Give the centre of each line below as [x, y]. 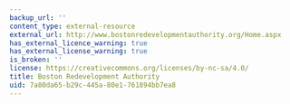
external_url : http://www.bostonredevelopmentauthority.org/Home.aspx [145, 34]
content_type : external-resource [72, 26]
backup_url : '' [38, 18]
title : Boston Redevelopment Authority [85, 77]
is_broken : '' [36, 60]
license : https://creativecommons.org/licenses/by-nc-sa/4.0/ [129, 69]
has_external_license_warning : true [78, 52]
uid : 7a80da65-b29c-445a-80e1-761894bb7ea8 [93, 85]
